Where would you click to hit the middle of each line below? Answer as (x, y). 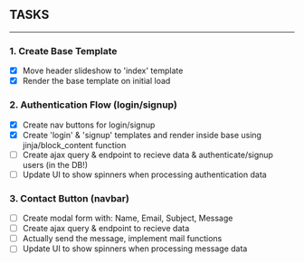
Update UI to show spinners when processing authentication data (144, 174)
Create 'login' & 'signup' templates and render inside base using (142, 135)
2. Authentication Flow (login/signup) (94, 105)
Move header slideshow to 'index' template (103, 70)
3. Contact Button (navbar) (69, 198)
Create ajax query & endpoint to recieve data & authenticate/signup (148, 155)
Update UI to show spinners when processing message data (135, 249)
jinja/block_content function (74, 145)
